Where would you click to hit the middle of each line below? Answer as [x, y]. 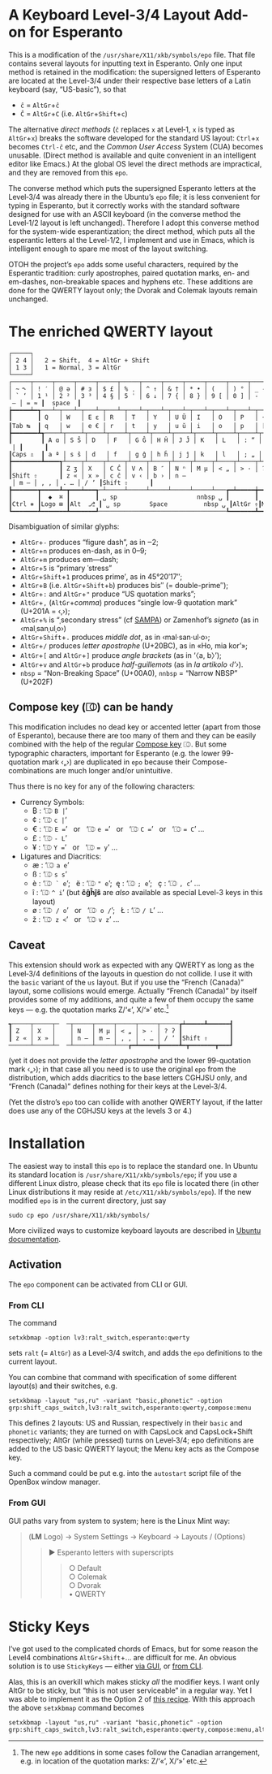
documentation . [35, 1240]
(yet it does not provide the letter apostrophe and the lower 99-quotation [130, 1061]
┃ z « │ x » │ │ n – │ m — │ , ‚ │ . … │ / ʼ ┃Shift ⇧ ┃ [121, 1038]
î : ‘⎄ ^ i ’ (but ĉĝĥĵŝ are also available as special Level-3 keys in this [147, 892]
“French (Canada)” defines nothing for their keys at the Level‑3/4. [118, 1087]
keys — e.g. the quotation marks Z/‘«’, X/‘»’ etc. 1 [89, 1009]
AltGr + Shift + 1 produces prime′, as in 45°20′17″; [101, 576]
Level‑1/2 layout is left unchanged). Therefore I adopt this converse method [134, 223]
